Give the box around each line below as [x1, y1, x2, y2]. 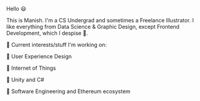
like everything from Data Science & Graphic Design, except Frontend [6, 23, 180, 30]
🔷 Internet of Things [6, 64, 56, 72]
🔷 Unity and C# [6, 76, 44, 83]
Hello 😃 [6, 5, 27, 12]
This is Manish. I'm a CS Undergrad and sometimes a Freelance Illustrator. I [6, 17, 194, 23]
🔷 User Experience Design [6, 53, 72, 60]
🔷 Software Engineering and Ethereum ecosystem [6, 88, 131, 95]
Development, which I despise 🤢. [6, 29, 88, 37]
